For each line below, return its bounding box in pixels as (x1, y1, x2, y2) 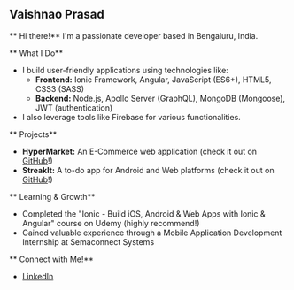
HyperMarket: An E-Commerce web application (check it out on (21, 146, 258, 156)
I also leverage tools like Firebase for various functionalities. (21, 111, 241, 122)
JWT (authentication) (35, 102, 113, 113)
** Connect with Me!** (9, 254, 95, 264)
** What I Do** (9, 48, 64, 58)
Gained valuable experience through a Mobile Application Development (21, 227, 282, 238)
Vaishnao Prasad (9, 7, 104, 22)
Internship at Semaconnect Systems (21, 236, 155, 247)
